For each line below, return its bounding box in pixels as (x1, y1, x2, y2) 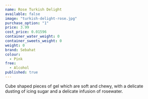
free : (5, 61, 16, 66)
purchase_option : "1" (5, 20, 49, 26)
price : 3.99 (5, 25, 29, 30)
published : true (5, 70, 38, 75)
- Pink (9, 57, 23, 61)
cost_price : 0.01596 (5, 29, 47, 34)
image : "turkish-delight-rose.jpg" (5, 16, 77, 21)
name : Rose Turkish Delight (5, 7, 62, 12)
